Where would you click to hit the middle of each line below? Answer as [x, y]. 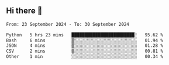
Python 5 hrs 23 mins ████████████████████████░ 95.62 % [85, 35]
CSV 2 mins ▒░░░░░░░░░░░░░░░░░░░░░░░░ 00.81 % [85, 51]
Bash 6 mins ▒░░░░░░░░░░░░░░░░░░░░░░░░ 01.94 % [85, 40]
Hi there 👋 [24, 11]
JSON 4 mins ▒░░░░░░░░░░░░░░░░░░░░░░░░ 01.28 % [85, 46]
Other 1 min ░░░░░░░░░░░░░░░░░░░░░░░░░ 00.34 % [85, 57]
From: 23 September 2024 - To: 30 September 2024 [68, 24]
